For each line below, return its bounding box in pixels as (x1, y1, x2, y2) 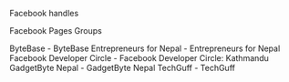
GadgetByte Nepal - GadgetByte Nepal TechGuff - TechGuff (9, 63, 235, 73)
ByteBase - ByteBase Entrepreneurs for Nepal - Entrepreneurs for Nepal (9, 43, 281, 54)
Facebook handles (9, 8, 79, 18)
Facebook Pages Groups (9, 26, 102, 36)
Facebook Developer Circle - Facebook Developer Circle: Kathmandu (9, 53, 269, 63)
